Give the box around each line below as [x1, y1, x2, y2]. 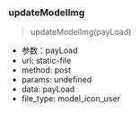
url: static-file [21, 56, 72, 66]
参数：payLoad [21, 45, 78, 56]
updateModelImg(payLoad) [30, 27, 132, 38]
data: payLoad [21, 83, 75, 95]
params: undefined [21, 74, 92, 85]
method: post [21, 65, 71, 75]
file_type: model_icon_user [21, 93, 120, 104]
